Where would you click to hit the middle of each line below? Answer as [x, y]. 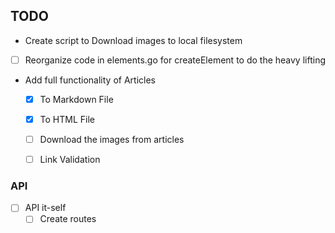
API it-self [45, 208]
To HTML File [67, 119]
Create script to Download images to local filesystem [133, 40]
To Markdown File [76, 99]
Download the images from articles [112, 139]
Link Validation [70, 160]
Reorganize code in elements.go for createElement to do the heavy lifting [175, 60]
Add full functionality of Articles [90, 80]
